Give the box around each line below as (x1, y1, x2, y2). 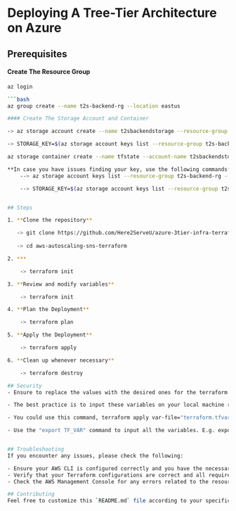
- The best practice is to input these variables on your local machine (7, 401, 225, 409)
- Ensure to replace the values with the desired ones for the (7, 389, 197, 396)
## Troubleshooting (7, 446, 65, 453)
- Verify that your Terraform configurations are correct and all (7, 472, 206, 479)
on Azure (7, 20, 62, 36)
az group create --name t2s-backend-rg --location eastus (7, 102, 181, 110)
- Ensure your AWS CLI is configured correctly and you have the (7, 465, 202, 472)
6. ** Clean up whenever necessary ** (7, 357, 114, 364)
